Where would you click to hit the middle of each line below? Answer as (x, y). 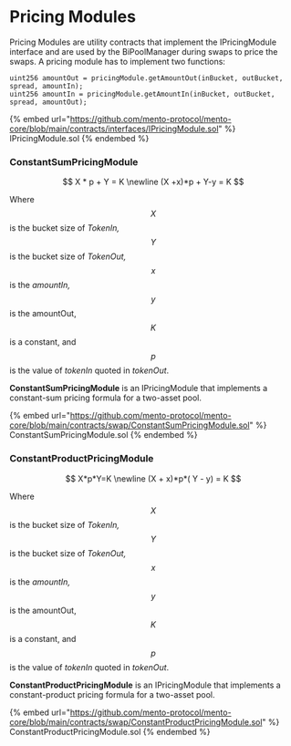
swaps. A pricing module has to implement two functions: (118, 61)
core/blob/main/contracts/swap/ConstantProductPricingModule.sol (136, 721)
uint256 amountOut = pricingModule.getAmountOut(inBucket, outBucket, (146, 78)
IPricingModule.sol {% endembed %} (79, 138)
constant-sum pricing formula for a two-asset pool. (106, 398)
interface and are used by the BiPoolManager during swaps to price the (144, 51)
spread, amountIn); (47, 86)
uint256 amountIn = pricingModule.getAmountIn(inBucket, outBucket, (142, 94)
